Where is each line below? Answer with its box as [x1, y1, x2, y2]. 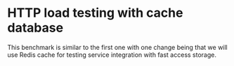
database [7, 20, 64, 36]
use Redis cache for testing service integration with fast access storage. [7, 51, 216, 59]
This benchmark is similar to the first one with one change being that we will [7, 43, 228, 51]
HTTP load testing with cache [7, 5, 183, 21]
